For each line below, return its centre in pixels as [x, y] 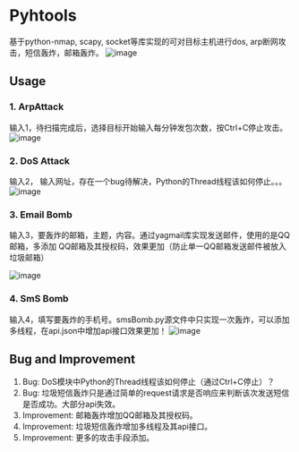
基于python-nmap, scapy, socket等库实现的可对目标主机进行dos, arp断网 [144, 41]
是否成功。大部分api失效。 [71, 405]
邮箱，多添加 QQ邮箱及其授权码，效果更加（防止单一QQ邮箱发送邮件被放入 [148, 246]
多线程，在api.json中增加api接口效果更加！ [88, 330]
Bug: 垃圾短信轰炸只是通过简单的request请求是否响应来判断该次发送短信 [155, 393]
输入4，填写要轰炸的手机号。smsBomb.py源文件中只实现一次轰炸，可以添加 [149, 320]
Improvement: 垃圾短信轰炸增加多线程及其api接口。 [117, 427]
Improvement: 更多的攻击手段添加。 [88, 438]
